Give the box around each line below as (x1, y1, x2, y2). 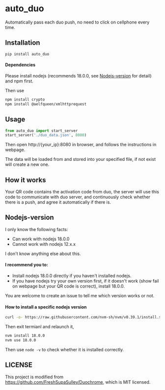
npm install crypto (5, 97, 45, 102)
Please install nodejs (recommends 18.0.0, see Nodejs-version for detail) (5, 73, 152, 78)
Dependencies (5, 62, 36, 68)
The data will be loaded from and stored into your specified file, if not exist (5, 156, 156, 162)
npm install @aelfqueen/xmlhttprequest (5, 102, 87, 106)
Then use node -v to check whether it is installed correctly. (5, 346, 124, 352)
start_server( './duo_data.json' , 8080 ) (5, 133, 87, 138)
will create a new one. (5, 161, 50, 167)
